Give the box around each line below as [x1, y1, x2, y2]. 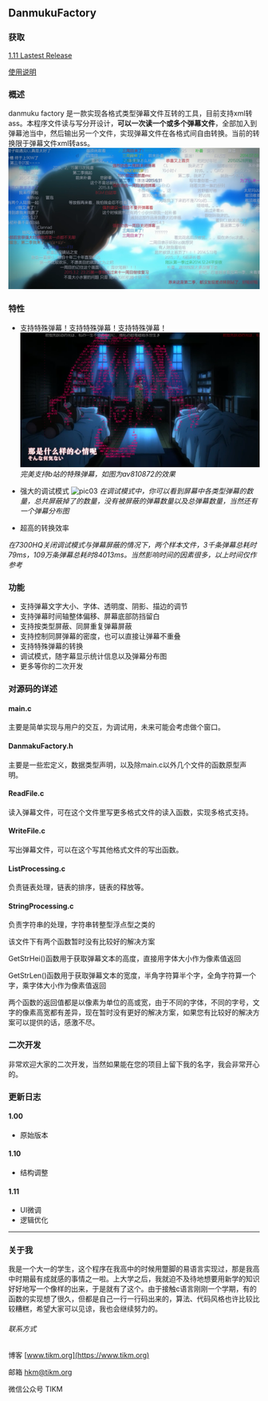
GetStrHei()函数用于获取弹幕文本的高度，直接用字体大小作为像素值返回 [8, 954, 242, 964]
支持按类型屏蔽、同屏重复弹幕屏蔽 [19, 622, 132, 631]
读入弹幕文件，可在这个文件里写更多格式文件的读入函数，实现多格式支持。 [8, 807, 253, 817]
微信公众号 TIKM [8, 1384, 63, 1394]
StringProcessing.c [8, 901, 74, 911]
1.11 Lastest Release [8, 50, 73, 60]
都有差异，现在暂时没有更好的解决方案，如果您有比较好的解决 [49, 1007, 253, 1017]
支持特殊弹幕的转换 [19, 642, 84, 651]
